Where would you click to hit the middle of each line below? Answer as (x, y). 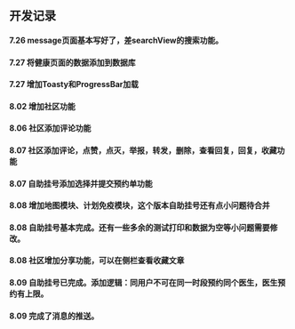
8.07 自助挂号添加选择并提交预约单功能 (81, 183)
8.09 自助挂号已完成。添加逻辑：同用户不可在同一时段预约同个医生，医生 (144, 282)
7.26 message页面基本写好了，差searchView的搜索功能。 (116, 40)
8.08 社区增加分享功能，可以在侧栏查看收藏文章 (97, 261)
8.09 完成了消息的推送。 (54, 316)
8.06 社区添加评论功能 (50, 128)
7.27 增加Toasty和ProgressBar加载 (74, 84)
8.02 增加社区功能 (42, 106)
